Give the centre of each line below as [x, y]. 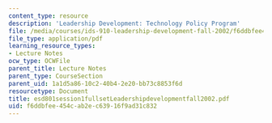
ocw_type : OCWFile [39, 61]
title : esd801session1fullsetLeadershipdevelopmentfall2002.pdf [119, 99]
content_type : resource [49, 16]
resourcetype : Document [49, 91]
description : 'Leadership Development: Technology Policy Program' [125, 23]
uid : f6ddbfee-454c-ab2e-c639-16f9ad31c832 [83, 106]
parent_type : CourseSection [56, 76]
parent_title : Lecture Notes [57, 69]
